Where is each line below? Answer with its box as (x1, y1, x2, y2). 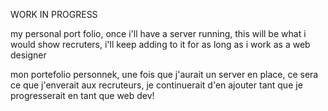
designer (10, 49, 47, 61)
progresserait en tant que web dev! (10, 90, 155, 101)
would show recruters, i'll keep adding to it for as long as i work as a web (10, 39, 311, 50)
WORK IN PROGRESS (10, 9, 98, 20)
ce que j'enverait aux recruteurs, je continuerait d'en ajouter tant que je (10, 79, 303, 91)
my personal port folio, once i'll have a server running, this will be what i (10, 28, 307, 39)
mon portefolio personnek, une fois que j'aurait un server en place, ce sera (10, 69, 319, 80)
